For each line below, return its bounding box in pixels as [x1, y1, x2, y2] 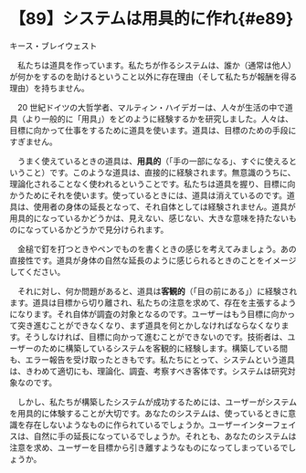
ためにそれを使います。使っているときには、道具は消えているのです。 [25, 189, 288, 201]
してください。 [9, 266, 66, 277]
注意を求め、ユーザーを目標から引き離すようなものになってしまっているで [9, 442, 289, 453]
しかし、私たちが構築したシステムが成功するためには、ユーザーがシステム [16, 396, 297, 407]
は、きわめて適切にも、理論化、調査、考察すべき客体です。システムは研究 [9, 365, 288, 376]
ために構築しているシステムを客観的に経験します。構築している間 [40, 342, 289, 353]
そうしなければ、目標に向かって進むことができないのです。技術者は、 [24, 331, 288, 342]
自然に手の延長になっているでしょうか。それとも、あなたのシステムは [33, 430, 297, 441]
